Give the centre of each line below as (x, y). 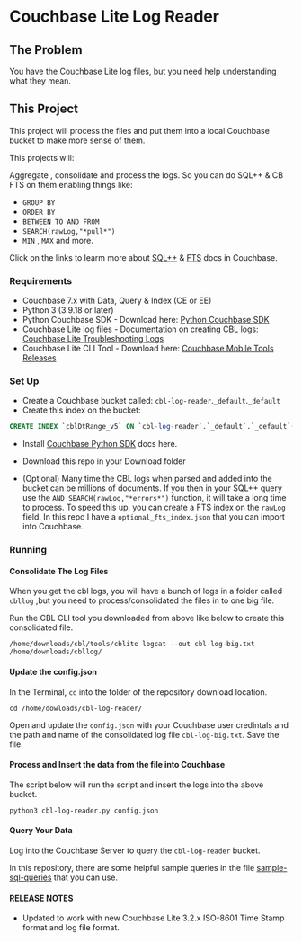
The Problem (46, 50)
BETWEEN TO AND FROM (61, 222)
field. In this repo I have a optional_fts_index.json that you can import (154, 517)
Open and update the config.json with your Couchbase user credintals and (149, 724)
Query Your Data (41, 831)
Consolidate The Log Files (59, 571)
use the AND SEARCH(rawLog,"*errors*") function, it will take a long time (154, 498)
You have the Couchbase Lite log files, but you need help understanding (143, 71)
